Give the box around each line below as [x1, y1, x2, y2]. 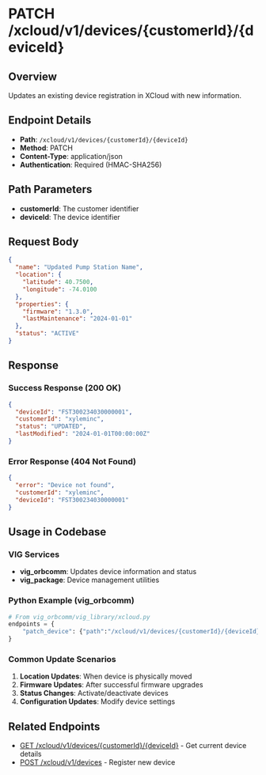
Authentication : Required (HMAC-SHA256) [19, 160, 162, 169]
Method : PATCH [19, 143, 74, 153]
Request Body [8, 235, 79, 249]
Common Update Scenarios [8, 653, 116, 664]
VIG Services [8, 549, 60, 560]
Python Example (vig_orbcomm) [8, 595, 135, 606]
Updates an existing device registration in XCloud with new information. [8, 91, 241, 100]
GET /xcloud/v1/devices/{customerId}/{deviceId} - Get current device [19, 741, 247, 750]
